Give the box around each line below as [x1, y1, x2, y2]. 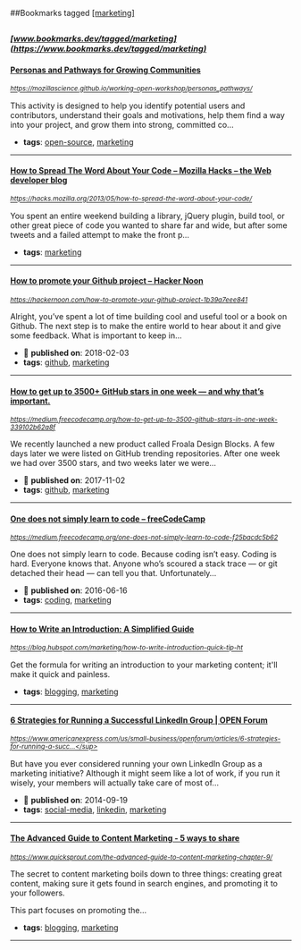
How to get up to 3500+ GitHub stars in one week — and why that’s [10, 386, 264, 396]
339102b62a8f [10, 423, 56, 432]
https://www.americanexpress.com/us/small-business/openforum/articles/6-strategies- [10, 734, 281, 743]
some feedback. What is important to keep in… [10, 330, 182, 341]
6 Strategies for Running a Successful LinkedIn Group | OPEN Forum [10, 715, 269, 725]
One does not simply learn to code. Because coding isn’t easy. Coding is [10, 549, 278, 560]
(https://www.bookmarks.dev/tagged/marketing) [10, 44, 207, 55]
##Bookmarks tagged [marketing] [10, 8, 135, 18]
